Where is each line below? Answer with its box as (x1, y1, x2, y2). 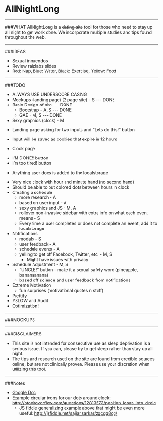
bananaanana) (19, 272, 49, 278)
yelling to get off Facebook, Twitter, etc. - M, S (19, 251, 113, 257)
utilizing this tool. (12, 366, 46, 372)
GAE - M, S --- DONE (19, 112, 62, 118)
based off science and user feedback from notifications (19, 277, 131, 283)
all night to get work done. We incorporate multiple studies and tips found (5, 29, 152, 35)
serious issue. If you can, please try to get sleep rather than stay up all (12, 345, 153, 351)
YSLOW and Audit (12, 298, 49, 303)
